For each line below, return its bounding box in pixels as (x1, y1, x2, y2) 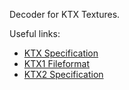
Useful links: (9, 28, 61, 39)
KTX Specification (23, 47, 99, 59)
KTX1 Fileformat (23, 58, 90, 69)
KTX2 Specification (23, 69, 104, 80)
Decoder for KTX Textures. (9, 9, 121, 20)
